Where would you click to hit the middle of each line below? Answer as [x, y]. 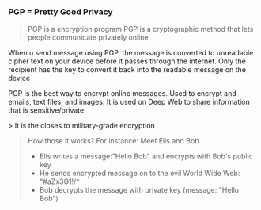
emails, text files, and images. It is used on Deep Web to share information [129, 102]
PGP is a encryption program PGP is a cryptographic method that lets [140, 29]
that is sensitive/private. [47, 110]
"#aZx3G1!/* [60, 181]
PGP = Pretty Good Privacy [61, 12]
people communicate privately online [88, 37]
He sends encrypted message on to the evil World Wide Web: [140, 174]
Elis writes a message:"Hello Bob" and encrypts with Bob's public [146, 156]
